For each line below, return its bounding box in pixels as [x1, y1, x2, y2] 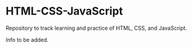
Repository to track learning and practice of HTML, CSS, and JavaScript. [5, 24, 188, 32]
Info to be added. [5, 36, 49, 43]
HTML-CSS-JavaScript [5, 4, 123, 18]
